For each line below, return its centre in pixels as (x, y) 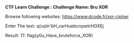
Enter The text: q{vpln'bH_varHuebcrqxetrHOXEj (55, 26)
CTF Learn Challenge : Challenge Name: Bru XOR (57, 7)
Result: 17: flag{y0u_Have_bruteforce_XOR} (49, 35)
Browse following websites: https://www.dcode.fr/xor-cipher (67, 16)
